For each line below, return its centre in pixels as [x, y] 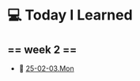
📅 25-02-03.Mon [46, 68]
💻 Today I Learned [70, 15]
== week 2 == [42, 49]
